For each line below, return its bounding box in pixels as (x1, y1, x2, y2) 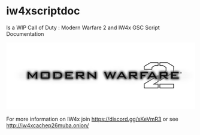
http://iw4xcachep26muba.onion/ (6, 122, 89, 129)
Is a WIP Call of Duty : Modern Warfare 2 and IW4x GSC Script (6, 24, 160, 31)
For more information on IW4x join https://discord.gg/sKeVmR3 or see (6, 115, 178, 123)
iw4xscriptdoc (6, 4, 80, 18)
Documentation (6, 30, 44, 37)
